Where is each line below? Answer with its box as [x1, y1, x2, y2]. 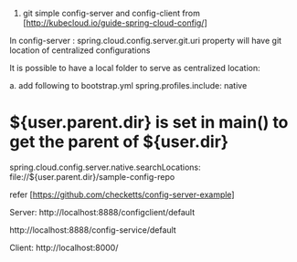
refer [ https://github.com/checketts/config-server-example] [9, 189, 235, 200]
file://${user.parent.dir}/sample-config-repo [9, 171, 175, 182]
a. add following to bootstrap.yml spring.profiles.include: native [9, 80, 248, 90]
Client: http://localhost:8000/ [9, 242, 119, 253]
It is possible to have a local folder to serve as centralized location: [9, 63, 260, 73]
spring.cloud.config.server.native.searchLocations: [9, 162, 201, 173]
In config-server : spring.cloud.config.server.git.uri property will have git [9, 36, 281, 46]
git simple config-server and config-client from [22, 8, 201, 18]
